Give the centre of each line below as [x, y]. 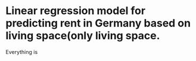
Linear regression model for [76, 11]
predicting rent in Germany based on [98, 23]
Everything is [22, 52]
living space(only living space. [83, 36]
